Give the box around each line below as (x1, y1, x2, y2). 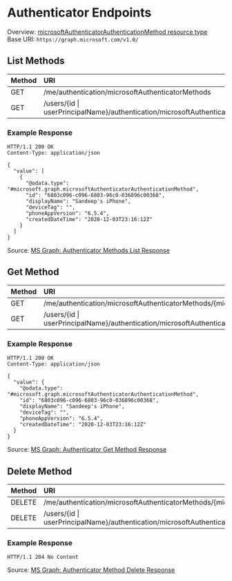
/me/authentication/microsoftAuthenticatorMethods (43, 87, 211, 97)
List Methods (7, 55, 65, 67)
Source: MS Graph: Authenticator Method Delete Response (7, 566, 175, 574)
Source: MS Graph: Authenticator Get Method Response (7, 446, 167, 454)
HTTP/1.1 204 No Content (7, 554, 79, 561)
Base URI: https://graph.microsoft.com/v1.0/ (7, 35, 139, 43)
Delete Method (7, 465, 72, 477)
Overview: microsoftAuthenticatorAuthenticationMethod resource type (7, 28, 208, 36)
